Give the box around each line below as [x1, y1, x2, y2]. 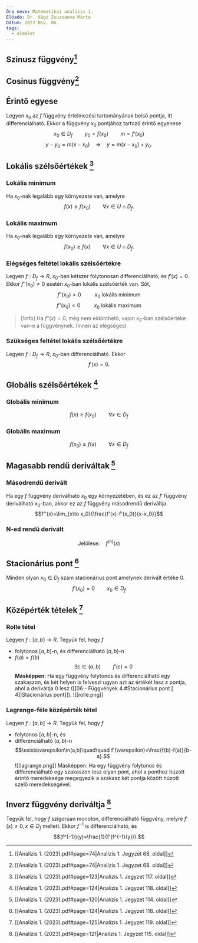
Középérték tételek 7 [6, 603, 84, 615]
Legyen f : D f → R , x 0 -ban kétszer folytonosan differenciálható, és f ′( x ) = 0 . [6, 273, 190, 281]
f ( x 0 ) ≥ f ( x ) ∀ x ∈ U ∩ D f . [64, 243, 134, 252]
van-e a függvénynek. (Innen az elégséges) [20, 322, 127, 329]
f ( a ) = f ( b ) [14, 654, 40, 661]
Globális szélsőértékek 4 [6, 378, 98, 390]
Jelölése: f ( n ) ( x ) [77, 539, 121, 547]
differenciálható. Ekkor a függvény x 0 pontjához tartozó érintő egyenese [6, 119, 181, 128]
